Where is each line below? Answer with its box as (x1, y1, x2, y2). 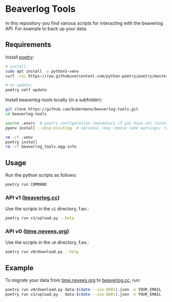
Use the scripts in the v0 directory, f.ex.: (5, 239, 89, 246)
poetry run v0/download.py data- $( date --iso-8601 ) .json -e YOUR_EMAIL (5, 287, 161, 292)
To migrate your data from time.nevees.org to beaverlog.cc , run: (5, 277, 141, 284)
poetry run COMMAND (5, 182, 47, 187)
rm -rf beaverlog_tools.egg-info (5, 144, 77, 149)
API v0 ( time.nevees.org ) (5, 228, 69, 235)
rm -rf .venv (5, 134, 33, 140)
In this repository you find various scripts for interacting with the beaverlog (5, 20, 163, 26)
